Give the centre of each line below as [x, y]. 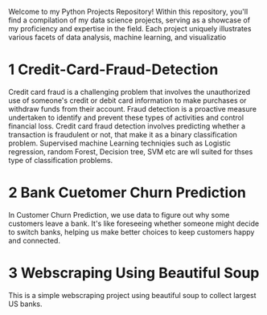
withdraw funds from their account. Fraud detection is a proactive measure [133, 108]
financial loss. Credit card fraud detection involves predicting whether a [127, 126]
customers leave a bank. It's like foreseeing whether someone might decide [134, 223]
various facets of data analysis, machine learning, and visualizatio [117, 37]
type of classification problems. [61, 160]
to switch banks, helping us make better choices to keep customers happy [131, 231]
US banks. [25, 304]
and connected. [34, 240]
